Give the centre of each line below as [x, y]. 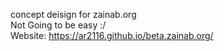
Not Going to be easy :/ [58, 25]
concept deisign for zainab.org [73, 14]
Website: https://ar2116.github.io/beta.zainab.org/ [112, 35]
